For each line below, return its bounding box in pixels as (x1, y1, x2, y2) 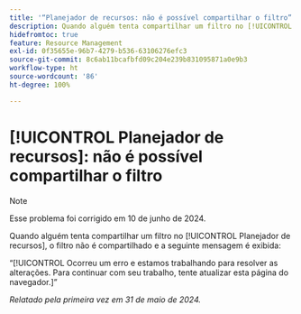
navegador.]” (9, 276, 58, 287)
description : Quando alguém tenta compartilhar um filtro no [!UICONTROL (9, 22, 293, 31)
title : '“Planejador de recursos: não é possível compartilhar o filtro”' (9, 13, 296, 23)
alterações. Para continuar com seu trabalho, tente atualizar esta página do (9, 267, 289, 278)
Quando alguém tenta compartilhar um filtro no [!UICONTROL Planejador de (9, 230, 291, 241)
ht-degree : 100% (9, 80, 70, 89)
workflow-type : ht (9, 64, 78, 73)
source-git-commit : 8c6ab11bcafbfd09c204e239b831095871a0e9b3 (9, 55, 248, 64)
